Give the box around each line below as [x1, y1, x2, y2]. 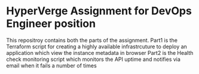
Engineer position [6, 17, 96, 30]
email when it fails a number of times [6, 61, 97, 69]
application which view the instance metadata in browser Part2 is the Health [6, 49, 194, 56]
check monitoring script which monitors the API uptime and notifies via [6, 55, 181, 63]
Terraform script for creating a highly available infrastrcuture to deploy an [6, 43, 187, 50]
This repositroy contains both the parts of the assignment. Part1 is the [6, 36, 178, 44]
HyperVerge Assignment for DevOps [6, 4, 192, 18]
